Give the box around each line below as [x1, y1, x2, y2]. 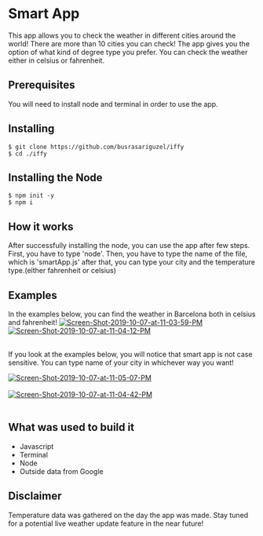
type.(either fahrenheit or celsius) [8, 266, 116, 275]
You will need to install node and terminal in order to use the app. [8, 99, 218, 108]
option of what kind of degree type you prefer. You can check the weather [8, 47, 248, 57]
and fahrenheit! [8, 318, 57, 326]
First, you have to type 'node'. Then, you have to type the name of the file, [8, 249, 248, 259]
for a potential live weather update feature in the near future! [8, 519, 204, 528]
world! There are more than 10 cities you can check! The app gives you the [8, 38, 250, 48]
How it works [8, 220, 74, 233]
